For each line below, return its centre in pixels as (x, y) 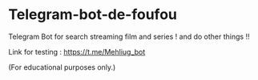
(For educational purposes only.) (62, 67)
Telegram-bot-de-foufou (93, 15)
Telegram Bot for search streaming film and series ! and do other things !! (129, 36)
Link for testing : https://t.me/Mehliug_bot (77, 51)
